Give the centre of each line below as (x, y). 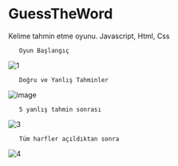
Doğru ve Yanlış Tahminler (64, 80)
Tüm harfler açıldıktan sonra (69, 139)
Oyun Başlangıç (44, 50)
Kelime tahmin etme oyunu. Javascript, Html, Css (89, 36)
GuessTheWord (61, 14)
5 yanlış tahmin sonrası (60, 109)
